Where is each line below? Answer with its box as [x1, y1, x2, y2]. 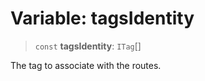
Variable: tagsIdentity [10, 7, 195, 30]
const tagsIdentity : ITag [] [34, 40, 142, 52]
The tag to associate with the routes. [10, 59, 162, 71]
